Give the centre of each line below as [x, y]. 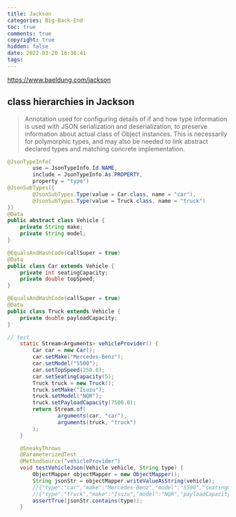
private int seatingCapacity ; [64, 273]
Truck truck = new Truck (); [73, 383]
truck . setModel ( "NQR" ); [67, 396]
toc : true [22, 27]
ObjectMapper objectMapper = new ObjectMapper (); [106, 475]
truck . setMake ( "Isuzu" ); [69, 390]
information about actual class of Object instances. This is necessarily [126, 134]
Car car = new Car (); [64, 350]
